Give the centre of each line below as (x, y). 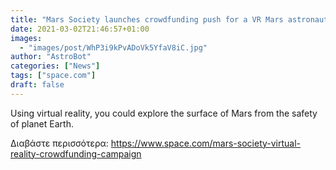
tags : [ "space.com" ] (53, 76)
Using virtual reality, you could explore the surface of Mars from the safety (164, 113)
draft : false (37, 85)
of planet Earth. (42, 123)
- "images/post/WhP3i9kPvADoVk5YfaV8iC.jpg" (113, 47)
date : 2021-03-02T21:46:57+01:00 (80, 29)
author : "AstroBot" (51, 57)
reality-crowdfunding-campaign (76, 153)
